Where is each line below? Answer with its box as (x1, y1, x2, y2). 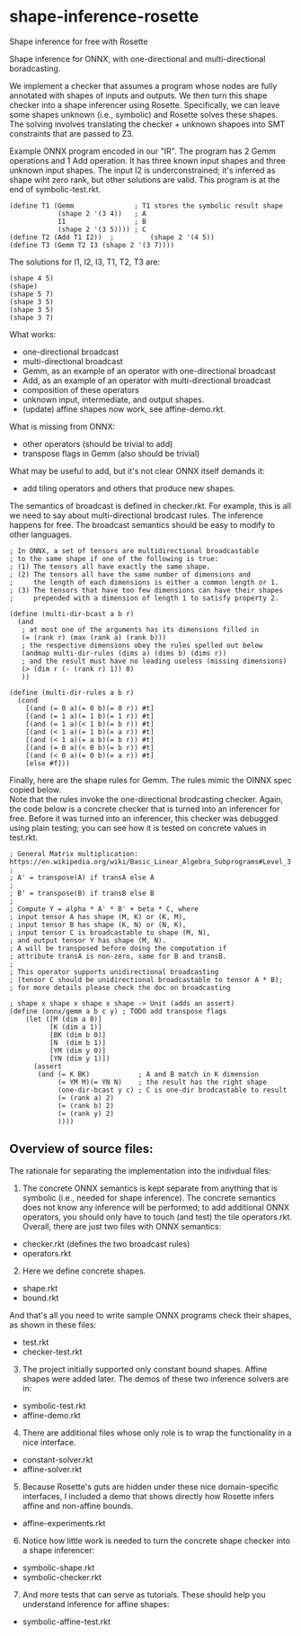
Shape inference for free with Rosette (9, 36, 148, 47)
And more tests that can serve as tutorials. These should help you (22, 1589, 267, 1600)
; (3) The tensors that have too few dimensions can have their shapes (9, 586, 283, 595)
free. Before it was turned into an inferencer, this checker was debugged (9, 812, 279, 824)
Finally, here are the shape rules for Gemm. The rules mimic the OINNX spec (9, 774, 292, 785)
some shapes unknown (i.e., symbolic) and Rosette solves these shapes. (9, 109, 279, 120)
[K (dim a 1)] (49, 1023, 102, 1032)
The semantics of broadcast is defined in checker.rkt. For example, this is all (9, 500, 292, 511)
